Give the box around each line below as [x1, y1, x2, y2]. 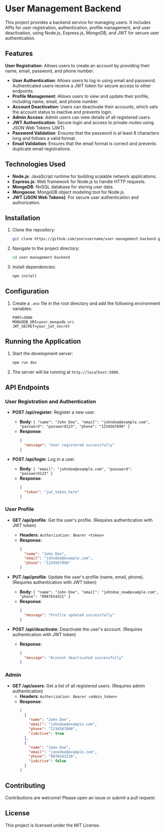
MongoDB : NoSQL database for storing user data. [12, 184, 114, 189]
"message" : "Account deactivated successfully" [24, 655, 124, 660]
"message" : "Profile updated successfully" [24, 612, 115, 617]
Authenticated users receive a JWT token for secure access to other [12, 83, 151, 89]
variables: [12, 305, 33, 312]
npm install [12, 274, 37, 278]
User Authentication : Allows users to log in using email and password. [12, 77, 156, 83]
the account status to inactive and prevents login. [12, 109, 113, 115]
